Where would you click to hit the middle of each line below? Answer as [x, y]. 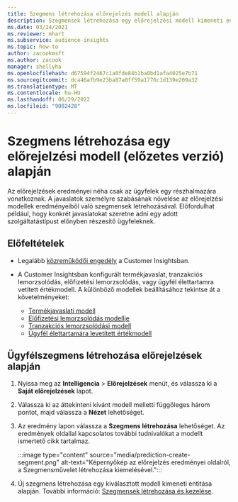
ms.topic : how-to [33, 47]
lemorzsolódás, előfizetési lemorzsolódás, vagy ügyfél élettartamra [115, 281]
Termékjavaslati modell [62, 311]
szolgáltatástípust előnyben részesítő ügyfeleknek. [81, 221]
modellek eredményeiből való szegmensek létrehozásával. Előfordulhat [111, 206]
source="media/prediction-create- [140, 455]
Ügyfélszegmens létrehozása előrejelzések [105, 356]
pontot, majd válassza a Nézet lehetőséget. [81, 413]
